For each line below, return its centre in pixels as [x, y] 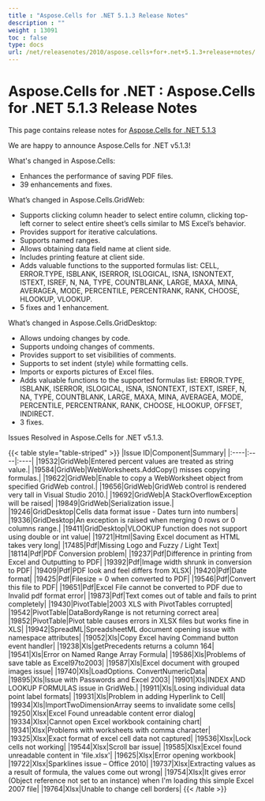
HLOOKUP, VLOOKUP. [56, 299]
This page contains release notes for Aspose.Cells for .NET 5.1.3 [112, 130]
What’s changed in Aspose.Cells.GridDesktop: [83, 323]
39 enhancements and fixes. [66, 184]
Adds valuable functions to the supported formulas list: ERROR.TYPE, [132, 380]
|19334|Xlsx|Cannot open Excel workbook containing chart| [105, 721]
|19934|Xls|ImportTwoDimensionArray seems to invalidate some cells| [122, 705]
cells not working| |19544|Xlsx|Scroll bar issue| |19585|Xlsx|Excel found [125, 746]
